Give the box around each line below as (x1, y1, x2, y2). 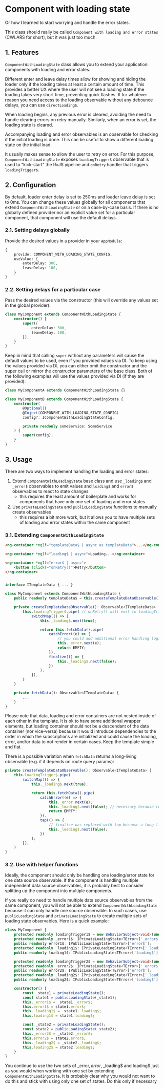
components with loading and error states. (5, 66, 91, 72)
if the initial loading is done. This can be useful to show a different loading (5, 136, 154, 142)
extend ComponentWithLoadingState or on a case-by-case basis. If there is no (5, 204, 159, 210)
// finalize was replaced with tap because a (48, 822, 143, 828)
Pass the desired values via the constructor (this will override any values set (5, 297, 158, 303)
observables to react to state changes (12, 488, 89, 494)
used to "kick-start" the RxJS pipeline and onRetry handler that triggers (5, 161, 148, 167)
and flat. (5, 744, 22, 750)
